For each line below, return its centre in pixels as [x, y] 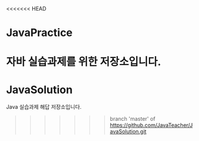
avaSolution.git [128, 131]
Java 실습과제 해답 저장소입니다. [44, 107]
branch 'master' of [133, 119]
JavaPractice [39, 33]
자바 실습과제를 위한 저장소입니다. [84, 62]
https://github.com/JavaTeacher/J [151, 125]
